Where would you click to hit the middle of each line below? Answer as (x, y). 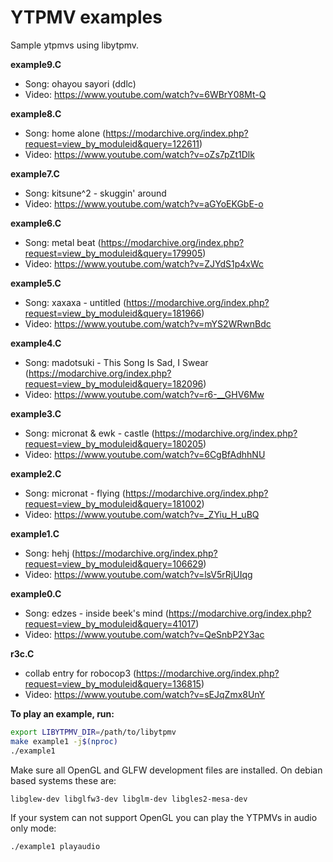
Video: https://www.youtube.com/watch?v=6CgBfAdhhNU (145, 454)
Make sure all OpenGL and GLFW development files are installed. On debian (166, 770)
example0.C (36, 593)
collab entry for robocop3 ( (80, 673)
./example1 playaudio (55, 846)
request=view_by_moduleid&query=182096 (114, 383)
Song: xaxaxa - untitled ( (75, 302)
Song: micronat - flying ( (75, 493)
